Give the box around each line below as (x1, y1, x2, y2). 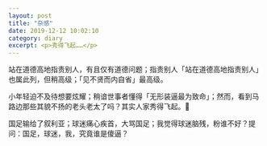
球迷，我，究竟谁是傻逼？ (43, 129, 129, 139)
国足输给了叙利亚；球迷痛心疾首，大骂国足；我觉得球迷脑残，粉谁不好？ (8, 119, 248, 128)
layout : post (8, 11, 52, 20)
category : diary (8, 34, 63, 43)
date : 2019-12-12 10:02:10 (8, 26, 99, 34)
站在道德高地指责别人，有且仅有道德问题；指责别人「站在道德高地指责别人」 (8, 65, 263, 75)
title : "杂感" (8, 19, 54, 27)
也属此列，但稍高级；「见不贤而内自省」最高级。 (8, 75, 168, 84)
